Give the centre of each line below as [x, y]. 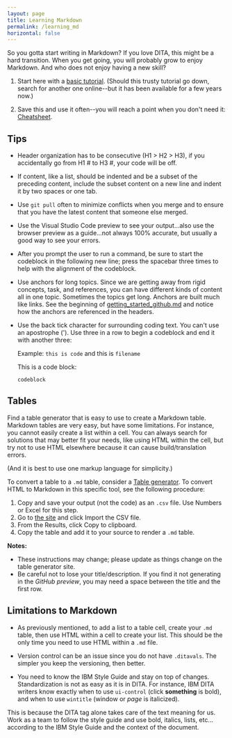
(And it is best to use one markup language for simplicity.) [90, 468]
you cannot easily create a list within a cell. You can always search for [107, 432]
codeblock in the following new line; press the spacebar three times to [118, 261]
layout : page [26, 14]
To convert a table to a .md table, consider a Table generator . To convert [110, 482]
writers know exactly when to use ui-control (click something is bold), [119, 691]
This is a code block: [47, 367]
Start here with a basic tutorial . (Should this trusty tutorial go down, [113, 81]
